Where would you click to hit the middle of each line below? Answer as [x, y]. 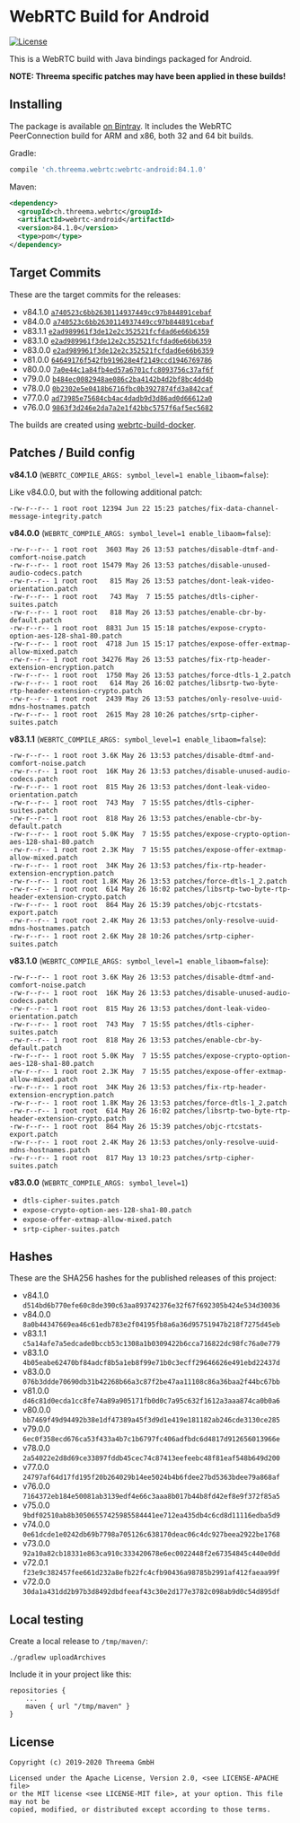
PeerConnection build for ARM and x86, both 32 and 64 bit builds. [132, 136]
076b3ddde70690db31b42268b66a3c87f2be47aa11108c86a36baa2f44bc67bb [151, 1382]
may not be [30, 1801]
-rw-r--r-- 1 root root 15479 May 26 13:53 [92, 565]
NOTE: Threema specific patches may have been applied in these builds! [148, 76]
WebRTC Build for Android [109, 17]
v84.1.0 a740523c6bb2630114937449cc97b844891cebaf [117, 312]
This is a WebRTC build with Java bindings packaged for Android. [131, 58]
